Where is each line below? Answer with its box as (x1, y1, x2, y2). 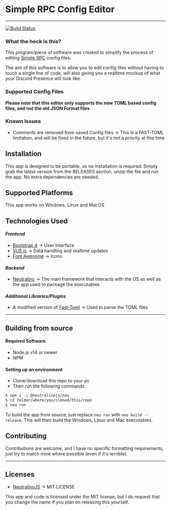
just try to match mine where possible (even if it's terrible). (5, 451, 128, 457)
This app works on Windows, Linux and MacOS (5, 202, 104, 208)
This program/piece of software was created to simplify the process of (5, 49, 154, 55)
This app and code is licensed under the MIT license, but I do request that (5, 493, 160, 499)
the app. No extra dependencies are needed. (5, 174, 99, 180)
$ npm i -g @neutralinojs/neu (5, 393, 70, 398)
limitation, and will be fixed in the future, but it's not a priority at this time (12, 135, 165, 141)
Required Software (5, 338, 46, 344)
